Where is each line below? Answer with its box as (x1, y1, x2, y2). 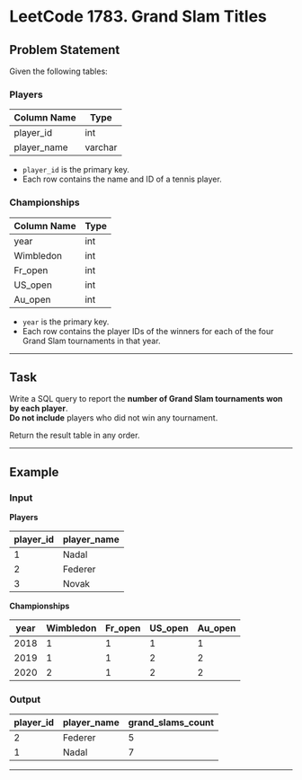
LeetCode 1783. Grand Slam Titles (9, 6, 267, 27)
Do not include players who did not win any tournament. (9, 412, 218, 423)
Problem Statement (9, 42, 120, 58)
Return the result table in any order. (9, 430, 140, 441)
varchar (84, 141, 118, 154)
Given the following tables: (9, 66, 108, 76)
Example (9, 465, 59, 480)
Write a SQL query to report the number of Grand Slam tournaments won (9, 394, 283, 404)
